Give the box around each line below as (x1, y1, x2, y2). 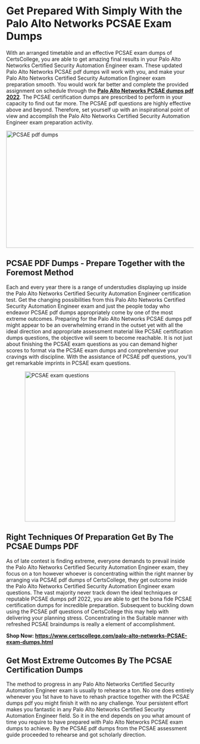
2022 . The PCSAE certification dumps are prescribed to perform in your (6, 93, 183, 101)
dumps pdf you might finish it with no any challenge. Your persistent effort (6, 699, 189, 707)
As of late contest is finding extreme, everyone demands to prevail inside (6, 557, 186, 564)
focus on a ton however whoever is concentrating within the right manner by (6, 570, 193, 577)
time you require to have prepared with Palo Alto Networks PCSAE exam (6, 718, 183, 726)
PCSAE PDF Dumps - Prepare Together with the (6, 258, 186, 268)
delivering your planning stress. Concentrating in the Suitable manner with (6, 614, 189, 621)
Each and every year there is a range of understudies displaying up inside (6, 283, 187, 290)
